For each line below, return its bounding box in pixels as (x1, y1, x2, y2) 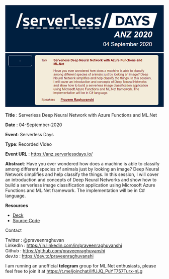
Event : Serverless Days (5, 131, 54, 137)
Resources (5, 202, 29, 208)
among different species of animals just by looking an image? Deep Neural (5, 166, 159, 172)
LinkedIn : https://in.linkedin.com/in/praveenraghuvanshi (5, 242, 122, 248)
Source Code (12, 217, 40, 223)
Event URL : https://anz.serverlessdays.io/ (5, 151, 93, 157)
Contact (5, 227, 22, 233)
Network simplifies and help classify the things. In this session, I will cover (5, 171, 159, 177)
